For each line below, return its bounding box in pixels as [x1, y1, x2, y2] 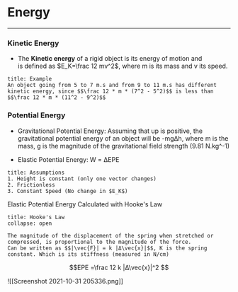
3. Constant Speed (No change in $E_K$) [7, 187, 129, 194]
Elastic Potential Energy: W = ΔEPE [17, 155, 120, 163]
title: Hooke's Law [7, 214, 65, 221]
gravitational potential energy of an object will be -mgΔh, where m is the [17, 134, 229, 142]
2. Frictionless [7, 181, 55, 188]
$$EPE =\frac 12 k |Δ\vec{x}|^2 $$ [69, 263, 169, 271]
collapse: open [7, 220, 52, 227]
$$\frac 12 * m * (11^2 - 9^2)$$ [7, 94, 106, 101]
